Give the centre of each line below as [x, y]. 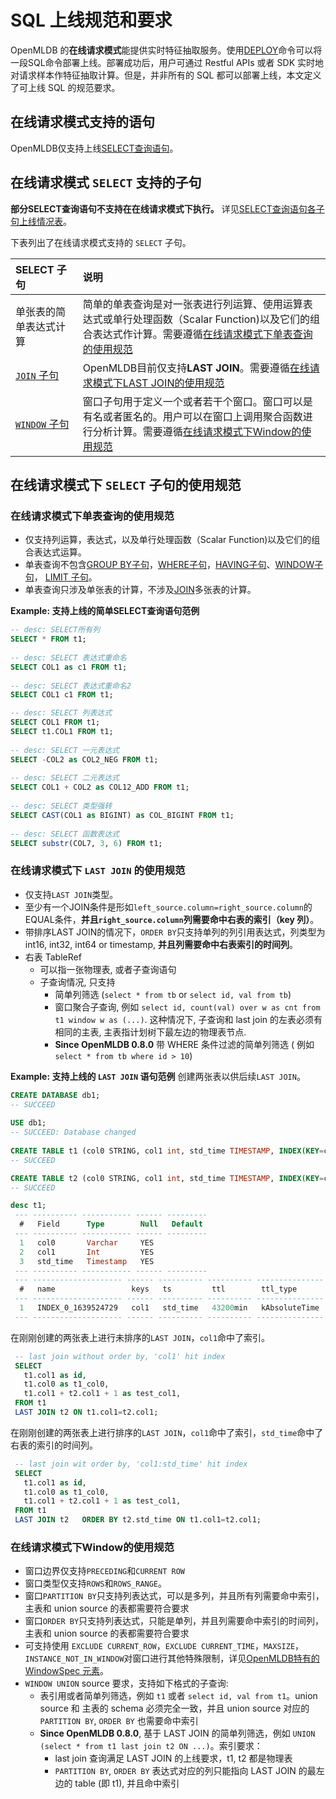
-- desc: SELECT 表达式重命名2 [71, 686]
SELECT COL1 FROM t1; [55, 722]
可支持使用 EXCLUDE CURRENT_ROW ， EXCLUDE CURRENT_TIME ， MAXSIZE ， [164, 1646]
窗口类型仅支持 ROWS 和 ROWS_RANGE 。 [96, 1583]
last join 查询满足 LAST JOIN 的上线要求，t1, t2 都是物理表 [173, 1758]
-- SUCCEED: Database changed [73, 1132]
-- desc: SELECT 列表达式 [61, 713]
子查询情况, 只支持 [77, 982]
